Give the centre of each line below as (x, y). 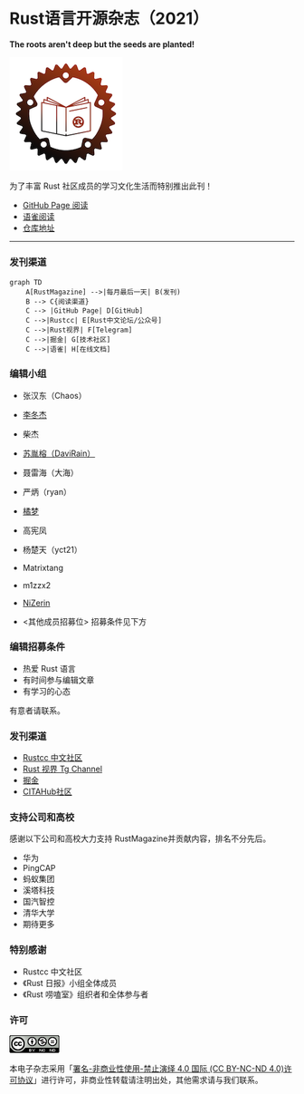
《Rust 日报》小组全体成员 (70, 983)
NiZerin (36, 603)
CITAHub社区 (47, 792)
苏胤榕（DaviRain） (59, 453)
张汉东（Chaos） (54, 395)
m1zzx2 (37, 585)
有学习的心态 (46, 691)
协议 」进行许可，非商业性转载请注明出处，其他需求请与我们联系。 (140, 1080)
